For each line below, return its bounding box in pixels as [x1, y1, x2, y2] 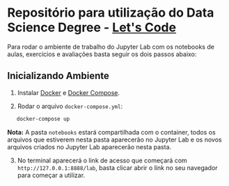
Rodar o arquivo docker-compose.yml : [17, 102, 123, 110]
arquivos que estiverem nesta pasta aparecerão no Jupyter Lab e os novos [7, 135, 222, 144]
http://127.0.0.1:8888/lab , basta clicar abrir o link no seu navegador [17, 163, 218, 171]
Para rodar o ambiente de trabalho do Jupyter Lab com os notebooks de [7, 42, 214, 51]
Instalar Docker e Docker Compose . [17, 88, 120, 96]
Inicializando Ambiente [7, 70, 110, 82]
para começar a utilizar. [17, 171, 86, 179]
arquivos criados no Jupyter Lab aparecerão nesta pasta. [7, 142, 172, 151]
